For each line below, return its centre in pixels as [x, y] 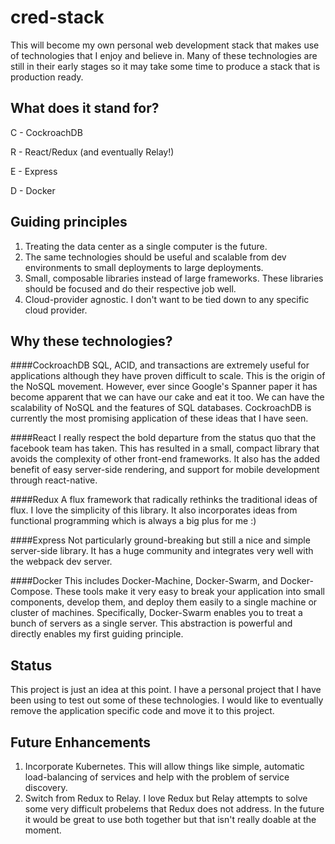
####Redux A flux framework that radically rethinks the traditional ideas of [164, 500]
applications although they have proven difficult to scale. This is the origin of [168, 376]
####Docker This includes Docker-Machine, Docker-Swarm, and [144, 581]
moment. [43, 830]
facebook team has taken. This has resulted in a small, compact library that [165, 448]
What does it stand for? [85, 108]
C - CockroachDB [46, 132]
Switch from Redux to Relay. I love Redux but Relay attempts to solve [166, 798]
